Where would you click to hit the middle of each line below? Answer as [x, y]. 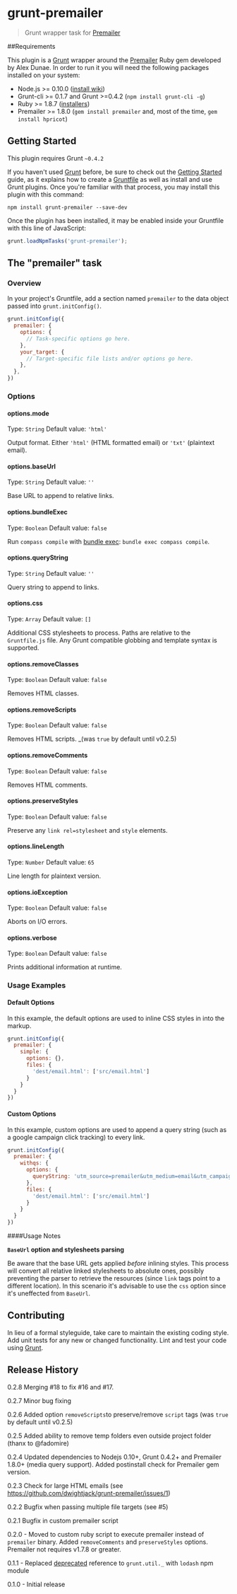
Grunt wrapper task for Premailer [73, 33]
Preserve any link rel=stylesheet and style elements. [87, 830]
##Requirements [31, 46]
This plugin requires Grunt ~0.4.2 [56, 158]
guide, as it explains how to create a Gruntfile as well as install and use [110, 179]
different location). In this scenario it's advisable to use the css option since [117, 1286]
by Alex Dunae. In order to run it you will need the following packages [108, 67]
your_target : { [42, 352]
